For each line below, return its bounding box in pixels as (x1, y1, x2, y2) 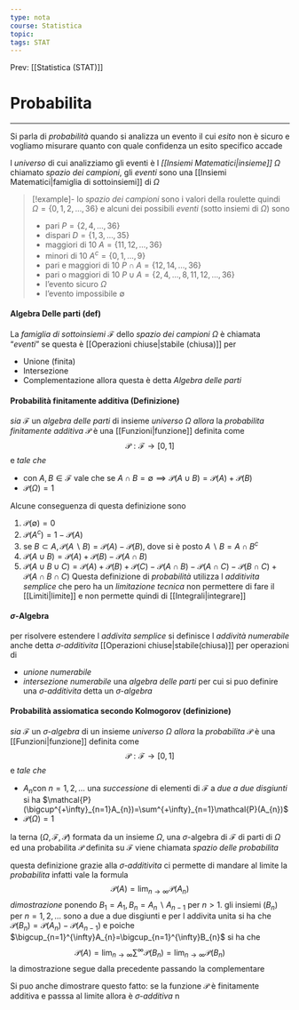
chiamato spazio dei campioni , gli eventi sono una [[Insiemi (10, 167, 227, 178)
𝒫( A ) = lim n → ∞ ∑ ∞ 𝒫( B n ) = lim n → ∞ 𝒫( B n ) (75, 946, 225, 960)
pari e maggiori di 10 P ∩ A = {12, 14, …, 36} (44, 260, 202, 270)
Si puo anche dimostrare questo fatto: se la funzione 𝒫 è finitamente (10, 980, 260, 991)
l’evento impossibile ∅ (44, 288, 125, 299)
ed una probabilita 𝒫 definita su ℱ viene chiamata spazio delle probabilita (10, 842, 279, 853)
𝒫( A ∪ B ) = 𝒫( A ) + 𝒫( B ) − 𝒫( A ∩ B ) (22, 550, 148, 561)
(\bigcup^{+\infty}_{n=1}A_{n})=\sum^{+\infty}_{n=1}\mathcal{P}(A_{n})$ (22, 804, 289, 814)
